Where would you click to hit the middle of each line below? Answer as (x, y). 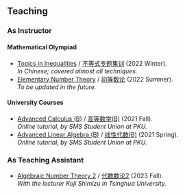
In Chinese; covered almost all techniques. (77, 71)
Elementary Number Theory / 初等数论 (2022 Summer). (95, 79)
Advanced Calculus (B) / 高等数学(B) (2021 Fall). (85, 119)
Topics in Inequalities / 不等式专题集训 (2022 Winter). (92, 63)
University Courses (35, 103)
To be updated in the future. (57, 87)
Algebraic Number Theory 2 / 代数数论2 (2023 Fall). (90, 176)
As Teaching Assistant (46, 160)
